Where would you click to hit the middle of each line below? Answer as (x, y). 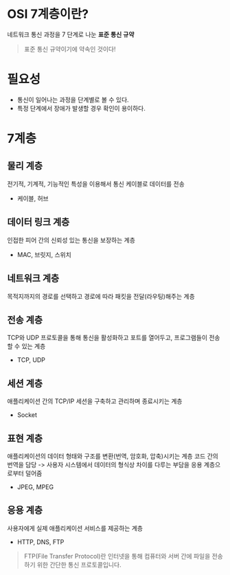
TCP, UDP (31, 360)
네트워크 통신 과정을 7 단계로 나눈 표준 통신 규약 (71, 34)
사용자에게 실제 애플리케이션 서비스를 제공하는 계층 (75, 528)
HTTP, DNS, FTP (41, 542)
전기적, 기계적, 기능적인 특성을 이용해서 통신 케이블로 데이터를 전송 (96, 183)
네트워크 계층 (33, 279)
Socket (27, 415)
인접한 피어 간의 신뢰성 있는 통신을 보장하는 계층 (71, 240)
